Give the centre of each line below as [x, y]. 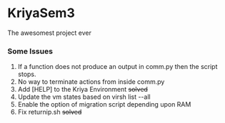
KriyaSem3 [41, 13]
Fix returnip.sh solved [50, 112]
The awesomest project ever [49, 33]
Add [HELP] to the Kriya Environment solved [83, 90]
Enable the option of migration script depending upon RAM [104, 105]
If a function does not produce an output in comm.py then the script [117, 67]
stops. [27, 74]
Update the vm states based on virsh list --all [84, 97]
